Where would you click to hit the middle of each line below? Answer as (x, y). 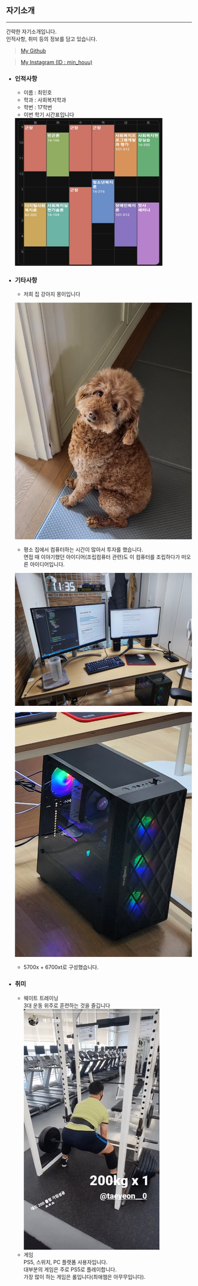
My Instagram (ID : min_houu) (57, 62)
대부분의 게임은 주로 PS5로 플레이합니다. (70, 1269)
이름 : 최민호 (37, 93)
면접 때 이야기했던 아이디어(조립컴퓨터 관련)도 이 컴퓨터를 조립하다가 (102, 556)
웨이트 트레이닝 (41, 998)
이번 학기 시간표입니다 (49, 115)
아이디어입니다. (47, 564)
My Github (33, 51)
